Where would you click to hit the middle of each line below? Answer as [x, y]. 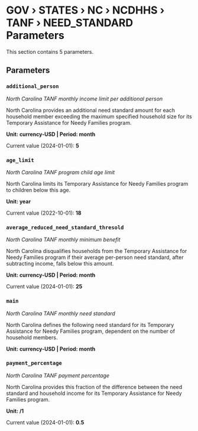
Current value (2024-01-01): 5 [43, 145]
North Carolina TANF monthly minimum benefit [63, 239]
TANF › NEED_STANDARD [70, 23]
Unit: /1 [15, 411]
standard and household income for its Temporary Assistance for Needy [94, 393]
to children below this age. [38, 190]
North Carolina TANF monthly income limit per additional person [85, 99]
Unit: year [19, 201]
